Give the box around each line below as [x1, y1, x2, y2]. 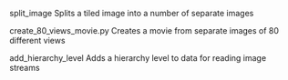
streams [9, 63, 40, 73]
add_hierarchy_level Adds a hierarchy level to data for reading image [9, 53, 267, 63]
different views [9, 35, 66, 45]
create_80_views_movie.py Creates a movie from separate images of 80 [9, 25, 280, 35]
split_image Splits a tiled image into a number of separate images [9, 8, 254, 18]
